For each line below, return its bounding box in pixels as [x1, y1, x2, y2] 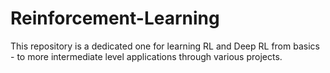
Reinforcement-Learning [10, 7, 220, 30]
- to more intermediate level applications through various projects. [10, 50, 283, 62]
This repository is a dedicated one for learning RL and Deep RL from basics [10, 40, 320, 52]
